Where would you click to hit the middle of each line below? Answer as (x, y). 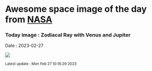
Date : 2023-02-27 (24, 46)
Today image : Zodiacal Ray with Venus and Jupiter (68, 35)
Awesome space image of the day (76, 9)
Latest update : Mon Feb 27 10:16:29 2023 (41, 64)
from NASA (29, 19)
